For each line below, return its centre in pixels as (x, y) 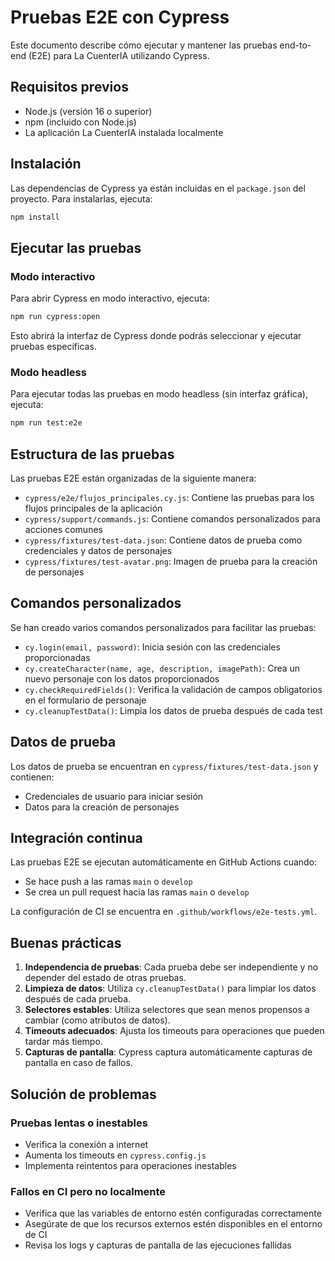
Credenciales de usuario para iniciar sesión (114, 796)
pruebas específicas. (53, 346)
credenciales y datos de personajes (98, 550)
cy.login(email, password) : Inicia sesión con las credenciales (152, 647)
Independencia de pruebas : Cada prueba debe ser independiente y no (171, 967)
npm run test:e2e (46, 423)
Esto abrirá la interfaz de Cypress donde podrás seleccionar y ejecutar (156, 335)
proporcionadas (57, 657)
